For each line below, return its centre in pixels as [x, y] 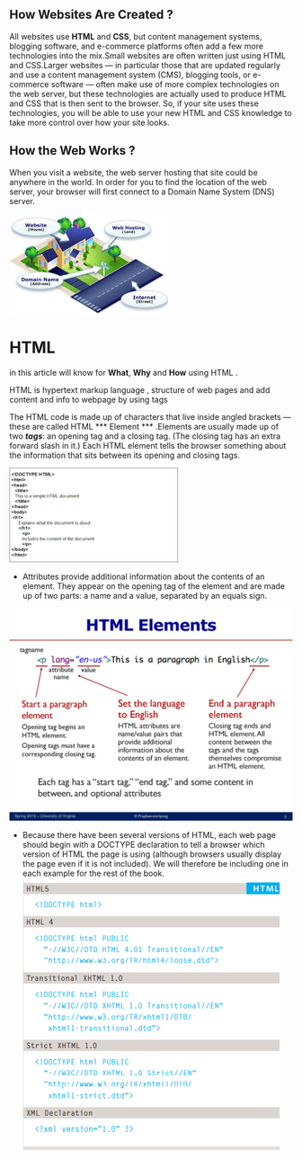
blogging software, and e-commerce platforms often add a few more [136, 46]
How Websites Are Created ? [91, 15]
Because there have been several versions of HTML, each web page [149, 834]
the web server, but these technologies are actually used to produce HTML [148, 94]
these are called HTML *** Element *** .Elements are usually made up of [144, 426]
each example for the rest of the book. [93, 873]
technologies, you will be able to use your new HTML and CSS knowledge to [151, 112]
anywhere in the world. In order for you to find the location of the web [138, 182]
